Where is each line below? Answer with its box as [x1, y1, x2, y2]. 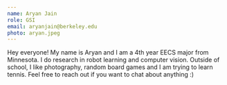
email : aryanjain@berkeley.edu [7, 23, 98, 30]
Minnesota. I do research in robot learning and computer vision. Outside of [7, 56, 220, 64]
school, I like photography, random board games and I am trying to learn [7, 63, 213, 71]
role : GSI [7, 17, 36, 23]
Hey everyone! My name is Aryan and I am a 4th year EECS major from [7, 48, 209, 57]
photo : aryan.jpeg [7, 29, 60, 37]
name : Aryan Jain [7, 10, 57, 17]
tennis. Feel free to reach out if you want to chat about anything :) [7, 70, 194, 79]
